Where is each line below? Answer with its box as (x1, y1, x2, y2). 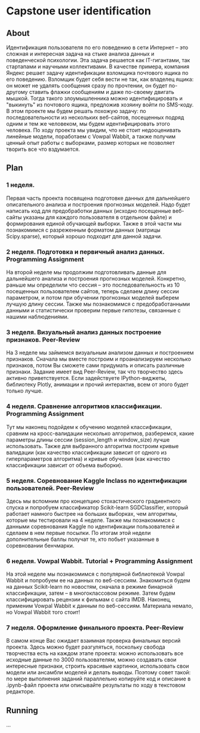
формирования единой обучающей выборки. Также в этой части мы (6, 220, 182, 227)
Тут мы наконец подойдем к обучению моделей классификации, (6, 423, 172, 430)
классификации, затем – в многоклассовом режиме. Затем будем (6, 589, 176, 597)
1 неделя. (6, 181, 35, 189)
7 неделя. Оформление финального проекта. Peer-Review (6, 623, 184, 632)
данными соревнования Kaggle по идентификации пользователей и (6, 522, 180, 530)
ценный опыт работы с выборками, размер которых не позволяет (6, 139, 175, 146)
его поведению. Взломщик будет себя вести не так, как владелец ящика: (6, 76, 194, 83)
